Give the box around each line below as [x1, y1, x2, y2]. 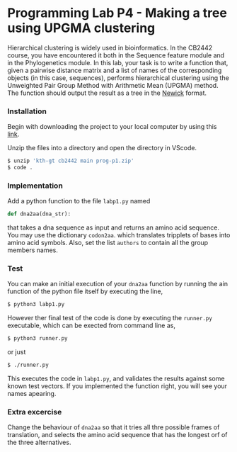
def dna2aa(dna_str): [7, 210, 71, 217]
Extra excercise [7, 407, 62, 417]
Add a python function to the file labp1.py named [7, 197, 151, 205]
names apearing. [7, 390, 57, 398]
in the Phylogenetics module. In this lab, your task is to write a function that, [7, 58, 229, 67]
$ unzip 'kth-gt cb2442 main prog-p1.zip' [7, 157, 134, 164]
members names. [7, 246, 59, 254]
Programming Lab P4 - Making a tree [7, 5, 228, 21]
